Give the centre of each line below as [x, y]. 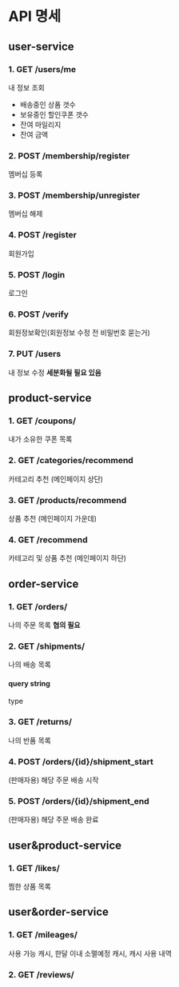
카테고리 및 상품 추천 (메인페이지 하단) [67, 558]
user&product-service [65, 845]
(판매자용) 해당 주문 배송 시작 [54, 780]
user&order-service [59, 912]
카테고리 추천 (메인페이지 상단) [56, 479]
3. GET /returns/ [40, 722]
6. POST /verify [39, 314]
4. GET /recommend [48, 539]
